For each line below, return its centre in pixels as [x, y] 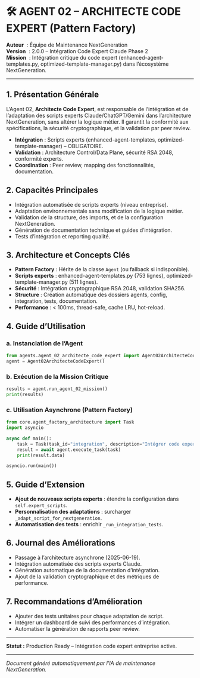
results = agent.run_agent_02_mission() [57, 389]
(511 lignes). [84, 282]
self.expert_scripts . [41, 505]
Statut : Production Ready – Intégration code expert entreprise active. [92, 646]
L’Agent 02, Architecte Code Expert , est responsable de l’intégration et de [97, 109]
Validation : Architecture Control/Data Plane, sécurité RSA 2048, [94, 152]
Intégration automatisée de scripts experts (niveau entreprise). [91, 204]
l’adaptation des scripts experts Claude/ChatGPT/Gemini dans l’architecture [99, 115]
